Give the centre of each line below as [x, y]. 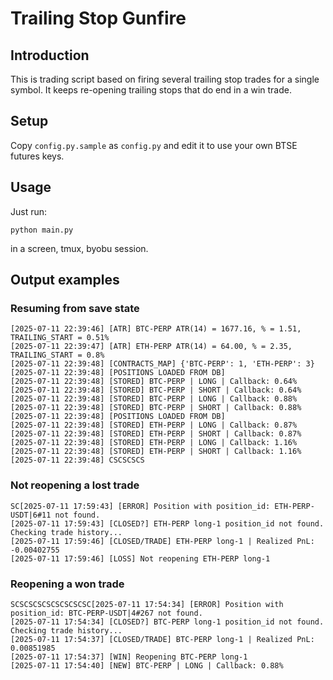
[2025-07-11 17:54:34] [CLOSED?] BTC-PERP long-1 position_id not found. [167, 622]
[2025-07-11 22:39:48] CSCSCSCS [77, 460]
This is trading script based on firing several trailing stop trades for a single [165, 79]
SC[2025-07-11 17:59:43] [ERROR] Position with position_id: [140, 506]
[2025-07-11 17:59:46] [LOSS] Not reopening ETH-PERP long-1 [140, 558]
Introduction [50, 55]
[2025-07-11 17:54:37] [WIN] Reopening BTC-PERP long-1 [129, 657]
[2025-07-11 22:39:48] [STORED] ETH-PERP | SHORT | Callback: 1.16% [156, 452]
